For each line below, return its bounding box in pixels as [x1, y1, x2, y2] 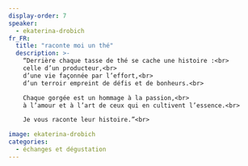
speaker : [8, 19, 38, 27]
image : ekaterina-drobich [8, 131, 95, 139]
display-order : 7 [8, 11, 67, 20]
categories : [8, 138, 48, 146]
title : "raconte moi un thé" [15, 42, 114, 50]
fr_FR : [8, 34, 31, 43]
